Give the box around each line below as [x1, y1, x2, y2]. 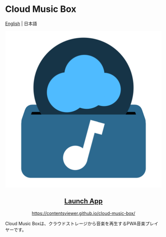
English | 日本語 [5, 20, 37, 26]
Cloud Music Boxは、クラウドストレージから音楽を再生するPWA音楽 [5, 220, 146, 227]
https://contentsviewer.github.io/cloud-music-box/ [31, 210, 136, 216]
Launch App [64, 197, 103, 206]
